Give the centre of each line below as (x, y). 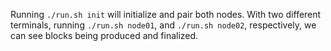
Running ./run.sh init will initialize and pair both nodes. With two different (166, 14)
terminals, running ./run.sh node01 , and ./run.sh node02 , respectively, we (163, 25)
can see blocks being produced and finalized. (104, 35)
